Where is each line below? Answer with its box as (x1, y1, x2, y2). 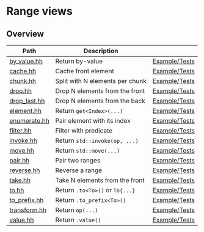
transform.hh (9, 206, 47, 214)
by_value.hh (9, 57, 43, 65)
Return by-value (55, 57, 103, 65)
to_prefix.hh (9, 196, 44, 204)
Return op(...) (55, 206, 98, 214)
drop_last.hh (9, 96, 45, 105)
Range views (6, 4, 73, 18)
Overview (6, 29, 45, 39)
